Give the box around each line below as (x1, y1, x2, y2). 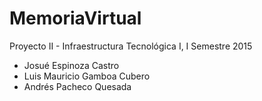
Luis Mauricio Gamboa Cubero (23, 70, 151, 82)
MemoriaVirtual (9, 7, 142, 30)
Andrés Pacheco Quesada (23, 80, 132, 92)
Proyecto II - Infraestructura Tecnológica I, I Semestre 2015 (9, 40, 253, 52)
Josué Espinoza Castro (23, 59, 120, 71)
